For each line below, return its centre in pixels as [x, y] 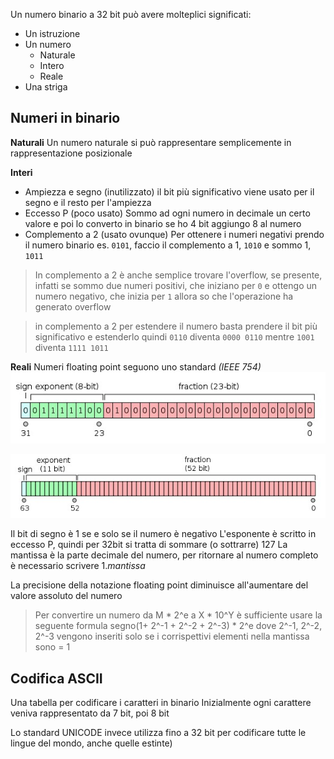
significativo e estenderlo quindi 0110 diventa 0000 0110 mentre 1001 [174, 336]
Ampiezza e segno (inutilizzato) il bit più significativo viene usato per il [169, 191]
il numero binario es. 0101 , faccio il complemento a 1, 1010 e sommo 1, [168, 245]
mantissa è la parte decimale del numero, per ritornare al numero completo [164, 555]
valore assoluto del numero [66, 596]
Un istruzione [52, 33]
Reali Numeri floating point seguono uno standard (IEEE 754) [136, 366]
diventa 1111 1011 [71, 347]
